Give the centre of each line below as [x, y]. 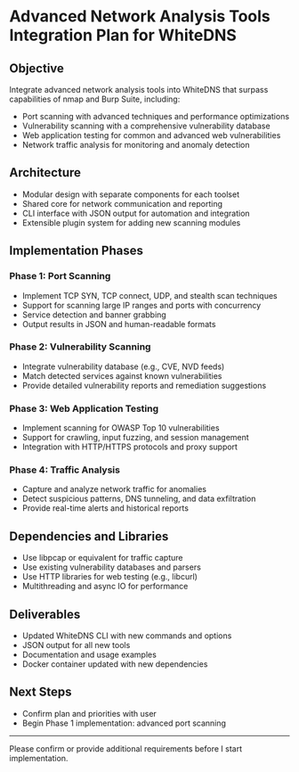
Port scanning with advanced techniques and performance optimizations [156, 116]
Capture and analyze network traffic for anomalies [114, 489]
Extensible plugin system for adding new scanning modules [131, 222]
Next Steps [40, 692]
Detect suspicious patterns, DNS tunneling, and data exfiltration [139, 499]
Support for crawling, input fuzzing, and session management [135, 438]
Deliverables [45, 614]
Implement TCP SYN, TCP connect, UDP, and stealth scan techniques [149, 295]
